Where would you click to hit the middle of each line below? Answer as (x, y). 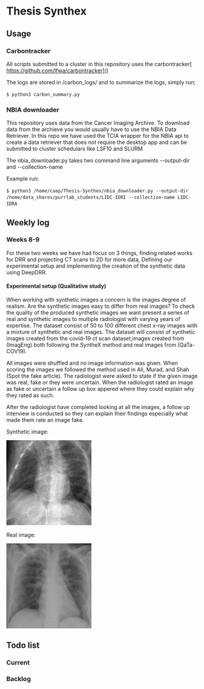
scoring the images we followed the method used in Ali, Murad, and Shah (98, 370)
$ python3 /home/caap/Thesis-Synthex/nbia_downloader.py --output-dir (97, 191)
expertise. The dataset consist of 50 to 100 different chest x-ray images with (102, 325)
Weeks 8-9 (23, 240)
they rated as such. (30, 395)
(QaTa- (186, 345)
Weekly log (28, 222)
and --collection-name (35, 167)
